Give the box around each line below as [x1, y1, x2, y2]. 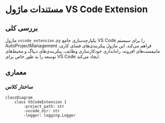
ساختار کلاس [5, 83, 34, 90]
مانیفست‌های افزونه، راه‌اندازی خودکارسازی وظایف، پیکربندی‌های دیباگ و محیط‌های [5, 48, 160, 54]
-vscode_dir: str [23, 108, 60, 113]
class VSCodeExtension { [14, 99, 67, 105]
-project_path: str [23, 104, 65, 109]
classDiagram [5, 95, 33, 100]
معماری [5, 68, 27, 77]
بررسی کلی [5, 24, 38, 33]
